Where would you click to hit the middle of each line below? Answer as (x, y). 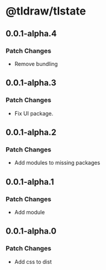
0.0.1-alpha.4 (31, 34)
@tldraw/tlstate (46, 11)
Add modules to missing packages (57, 163)
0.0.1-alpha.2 (31, 132)
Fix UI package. (34, 113)
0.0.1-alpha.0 (31, 231)
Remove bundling (36, 64)
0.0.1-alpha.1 (30, 182)
